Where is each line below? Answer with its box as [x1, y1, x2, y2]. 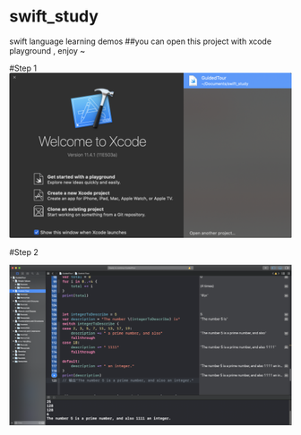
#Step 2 [9, 247, 39, 258]
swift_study [9, 6, 99, 27]
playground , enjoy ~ [9, 45, 86, 55]
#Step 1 [9, 63, 38, 73]
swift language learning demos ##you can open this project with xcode [9, 36, 271, 47]
